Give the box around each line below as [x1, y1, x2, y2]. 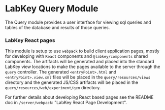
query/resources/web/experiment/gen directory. [5, 85, 101, 91]
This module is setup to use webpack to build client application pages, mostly [5, 48, 160, 54]
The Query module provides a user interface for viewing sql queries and [5, 19, 151, 25]
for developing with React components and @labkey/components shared [5, 53, 148, 59]
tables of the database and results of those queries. [5, 24, 110, 30]
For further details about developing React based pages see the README [5, 94, 154, 100]
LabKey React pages [5, 37, 56, 43]
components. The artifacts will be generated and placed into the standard [5, 59, 154, 65]
